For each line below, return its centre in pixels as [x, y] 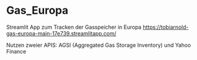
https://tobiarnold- [166, 27]
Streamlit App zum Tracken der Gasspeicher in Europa [74, 27]
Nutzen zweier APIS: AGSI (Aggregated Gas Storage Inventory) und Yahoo [99, 45]
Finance [16, 51]
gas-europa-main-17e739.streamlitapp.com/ [61, 33]
